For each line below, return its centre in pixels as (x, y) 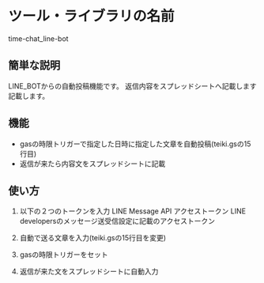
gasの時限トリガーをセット (64, 255)
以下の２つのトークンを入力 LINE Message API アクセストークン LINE (133, 211)
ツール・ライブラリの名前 (92, 16)
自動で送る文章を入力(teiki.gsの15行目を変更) (93, 238)
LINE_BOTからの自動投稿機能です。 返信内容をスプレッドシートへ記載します (132, 86)
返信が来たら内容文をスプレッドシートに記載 (92, 164)
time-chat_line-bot (38, 38)
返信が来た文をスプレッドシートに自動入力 (89, 272)
